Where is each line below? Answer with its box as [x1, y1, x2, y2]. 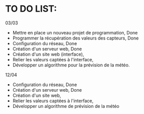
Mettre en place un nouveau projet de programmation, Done [12, 29, 138, 35]
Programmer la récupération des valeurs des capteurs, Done [12, 35, 139, 41]
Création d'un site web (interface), [12, 51, 84, 57]
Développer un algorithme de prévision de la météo [12, 103, 120, 109]
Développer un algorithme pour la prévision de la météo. [12, 62, 130, 68]
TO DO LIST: [5, 3, 57, 15]
